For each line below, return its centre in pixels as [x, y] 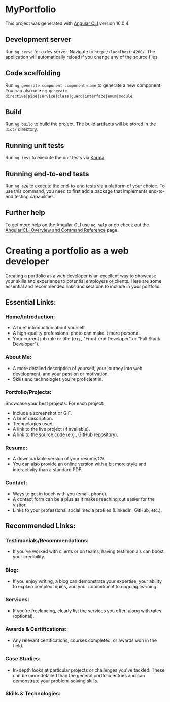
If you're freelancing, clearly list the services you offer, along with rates [87, 611]
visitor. [20, 505]
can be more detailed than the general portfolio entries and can [79, 675]
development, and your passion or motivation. [61, 374]
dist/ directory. [22, 129]
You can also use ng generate [36, 90]
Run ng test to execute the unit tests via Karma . [55, 158]
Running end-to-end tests [47, 174]
